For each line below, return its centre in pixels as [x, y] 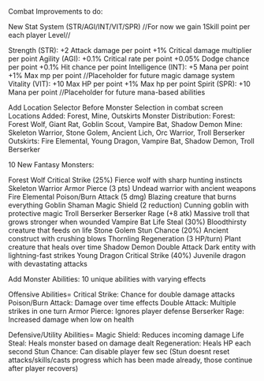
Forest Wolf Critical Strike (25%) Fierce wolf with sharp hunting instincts [125, 180]
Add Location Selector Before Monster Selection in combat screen [116, 107]
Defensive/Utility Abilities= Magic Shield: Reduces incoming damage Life [126, 335]
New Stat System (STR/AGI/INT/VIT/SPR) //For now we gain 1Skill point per [129, 26]
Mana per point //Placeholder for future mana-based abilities [107, 92]
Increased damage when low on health [71, 319]
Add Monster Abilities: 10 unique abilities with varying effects [107, 279]
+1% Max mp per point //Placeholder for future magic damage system [121, 75]
